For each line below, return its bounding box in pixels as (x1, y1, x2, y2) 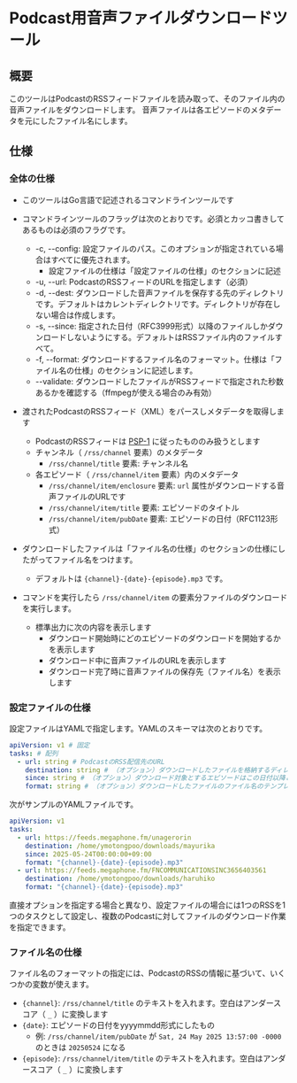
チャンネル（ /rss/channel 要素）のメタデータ (34, 446, 203, 457)
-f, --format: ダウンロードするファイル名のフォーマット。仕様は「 (34, 353, 276, 364)
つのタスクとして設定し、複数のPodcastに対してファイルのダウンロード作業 (9, 911, 286, 922)
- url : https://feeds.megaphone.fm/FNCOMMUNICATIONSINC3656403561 (17, 866, 267, 875)
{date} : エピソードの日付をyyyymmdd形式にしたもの (21, 1020, 215, 1031)
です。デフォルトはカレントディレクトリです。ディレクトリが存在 (34, 298, 273, 309)
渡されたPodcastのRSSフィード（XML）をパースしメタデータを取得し (21, 406, 277, 416)
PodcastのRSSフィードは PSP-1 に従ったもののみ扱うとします (34, 436, 261, 446)
